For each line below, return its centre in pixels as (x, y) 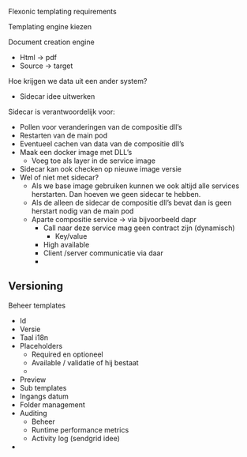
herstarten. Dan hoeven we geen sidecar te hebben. (116, 194)
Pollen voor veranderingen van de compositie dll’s (101, 127)
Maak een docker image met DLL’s (76, 152)
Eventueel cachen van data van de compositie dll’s (102, 144)
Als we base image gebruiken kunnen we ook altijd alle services (135, 186)
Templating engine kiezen (50, 26)
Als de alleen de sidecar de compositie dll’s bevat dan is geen (131, 202)
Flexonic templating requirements (62, 11)
